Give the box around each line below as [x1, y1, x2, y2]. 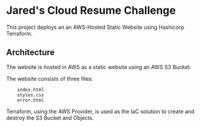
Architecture [6, 48, 55, 58]
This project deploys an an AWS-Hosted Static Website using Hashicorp [6, 23, 184, 31]
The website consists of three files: [6, 75, 93, 82]
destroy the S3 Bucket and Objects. [6, 114, 94, 121]
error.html [17, 97, 44, 103]
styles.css [17, 91, 44, 98]
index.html [17, 87, 44, 93]
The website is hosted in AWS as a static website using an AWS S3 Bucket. [6, 63, 192, 70]
